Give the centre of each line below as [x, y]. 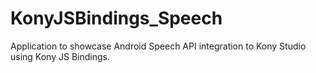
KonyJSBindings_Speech [116, 18]
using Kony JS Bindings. [60, 56]
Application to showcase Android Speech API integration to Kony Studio [158, 46]
